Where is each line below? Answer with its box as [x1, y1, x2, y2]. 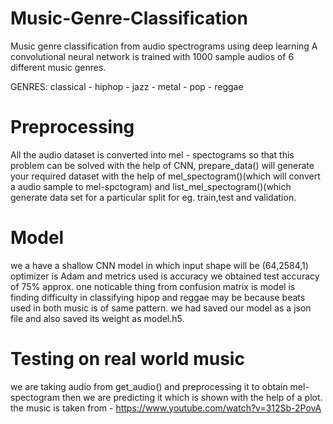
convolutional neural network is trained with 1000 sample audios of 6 [10, 50, 295, 62]
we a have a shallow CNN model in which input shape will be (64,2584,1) [10, 259, 309, 271]
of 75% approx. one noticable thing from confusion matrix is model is [10, 280, 296, 292]
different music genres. [10, 61, 107, 73]
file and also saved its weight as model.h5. [10, 312, 185, 324]
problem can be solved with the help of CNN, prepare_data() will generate [10, 159, 315, 171]
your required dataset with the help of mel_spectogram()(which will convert [10, 170, 321, 182]
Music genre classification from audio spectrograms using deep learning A [10, 40, 318, 52]
